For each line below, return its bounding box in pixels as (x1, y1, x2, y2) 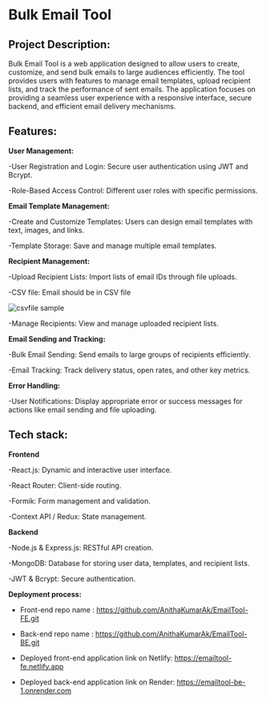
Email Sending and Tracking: (8, 334, 106, 343)
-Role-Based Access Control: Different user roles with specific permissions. (8, 185, 258, 195)
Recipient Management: (8, 256, 91, 266)
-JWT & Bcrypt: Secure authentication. (8, 574, 136, 583)
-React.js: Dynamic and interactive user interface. (8, 465, 172, 474)
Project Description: (8, 38, 111, 51)
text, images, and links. (8, 225, 85, 234)
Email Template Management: (8, 201, 110, 210)
